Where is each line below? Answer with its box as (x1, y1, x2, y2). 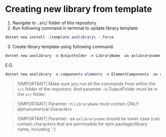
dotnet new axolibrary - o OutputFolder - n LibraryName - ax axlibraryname (5, 53, 161, 58)
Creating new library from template (5, 3, 152, 15)
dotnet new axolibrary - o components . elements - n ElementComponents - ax (5, 72, 158, 77)
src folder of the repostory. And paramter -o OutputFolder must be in (17, 86, 158, 92)
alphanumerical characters (17, 106, 72, 112)
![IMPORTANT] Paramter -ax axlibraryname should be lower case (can (17, 115, 160, 122)
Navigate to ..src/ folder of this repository (12, 20, 97, 26)
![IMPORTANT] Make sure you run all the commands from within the (17, 81, 156, 87)
